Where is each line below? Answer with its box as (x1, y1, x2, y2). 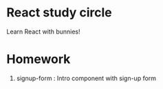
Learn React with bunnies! (6, 27, 80, 36)
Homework (6, 51, 71, 67)
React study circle (6, 5, 112, 21)
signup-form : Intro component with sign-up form (16, 74, 156, 82)
